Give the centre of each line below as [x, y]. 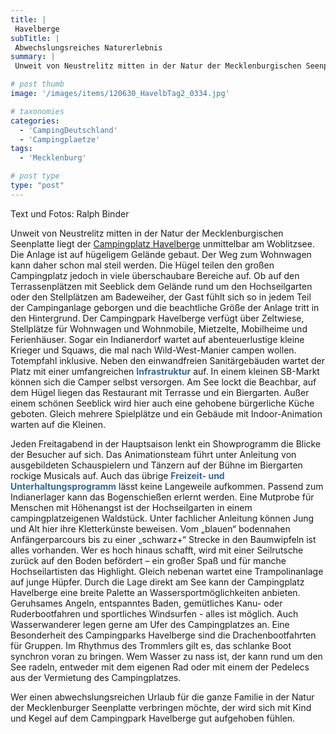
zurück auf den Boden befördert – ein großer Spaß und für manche [148, 560]
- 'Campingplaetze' [60, 139]
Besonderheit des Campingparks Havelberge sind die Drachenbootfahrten [163, 635]
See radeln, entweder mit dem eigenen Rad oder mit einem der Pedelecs [160, 667]
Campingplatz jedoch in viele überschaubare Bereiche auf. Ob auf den [155, 275]
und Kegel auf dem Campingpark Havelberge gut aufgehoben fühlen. [153, 718]
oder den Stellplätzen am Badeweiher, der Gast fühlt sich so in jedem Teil [161, 297]
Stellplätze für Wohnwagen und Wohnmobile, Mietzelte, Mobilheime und [159, 328]
